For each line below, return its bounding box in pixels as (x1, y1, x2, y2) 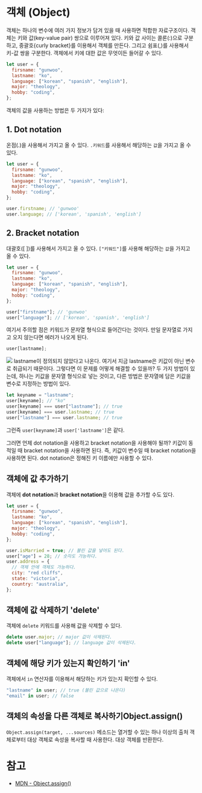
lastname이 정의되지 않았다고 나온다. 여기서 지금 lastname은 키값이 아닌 (13, 358, 185, 365)
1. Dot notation (6, 124, 62, 135)
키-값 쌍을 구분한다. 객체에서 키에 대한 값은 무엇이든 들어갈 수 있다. (6, 49, 163, 56)
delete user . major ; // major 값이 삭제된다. (6, 634, 113, 640)
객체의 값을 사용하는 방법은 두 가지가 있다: (6, 107, 104, 114)
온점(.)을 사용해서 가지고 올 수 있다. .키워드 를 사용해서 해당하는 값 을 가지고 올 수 (6, 141, 191, 149)
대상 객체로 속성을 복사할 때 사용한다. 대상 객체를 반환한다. (27, 736, 164, 743)
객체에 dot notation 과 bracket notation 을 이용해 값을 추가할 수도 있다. (6, 490, 175, 498)
